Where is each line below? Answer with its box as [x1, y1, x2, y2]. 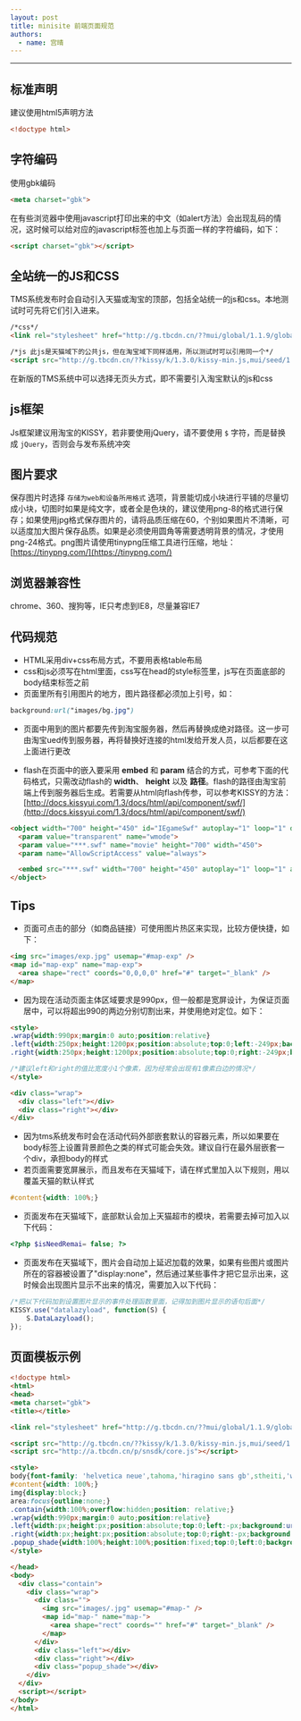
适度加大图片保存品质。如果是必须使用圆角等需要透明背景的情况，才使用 [17, 526, 284, 536]
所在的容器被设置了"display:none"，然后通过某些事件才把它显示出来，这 [22, 1269, 289, 1278]
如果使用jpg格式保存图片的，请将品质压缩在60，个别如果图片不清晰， [25, 515, 282, 526]
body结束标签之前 [22, 677, 90, 688]
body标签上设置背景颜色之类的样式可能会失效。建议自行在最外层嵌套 [22, 1142, 278, 1153]
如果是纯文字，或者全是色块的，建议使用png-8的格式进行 [64, 503, 276, 514]
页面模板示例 [10, 1349, 81, 1364]
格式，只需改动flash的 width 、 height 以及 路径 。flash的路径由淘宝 [30, 775, 279, 787]
